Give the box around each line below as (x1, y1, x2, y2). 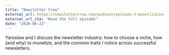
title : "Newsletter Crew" (5, 7, 59, 12)
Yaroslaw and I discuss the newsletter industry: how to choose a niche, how (5, 35, 162, 41)
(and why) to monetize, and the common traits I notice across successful (5, 40, 156, 46)
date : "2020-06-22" (5, 21, 46, 26)
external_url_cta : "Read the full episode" (5, 16, 98, 21)
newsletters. (5, 45, 31, 51)
